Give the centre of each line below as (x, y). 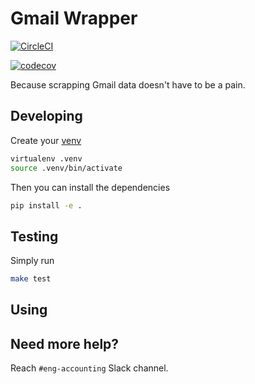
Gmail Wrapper (74, 18)
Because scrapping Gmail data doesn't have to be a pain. (128, 84)
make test (31, 279)
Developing (46, 116)
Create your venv (46, 140)
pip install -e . (46, 205)
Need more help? (65, 343)
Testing (34, 236)
